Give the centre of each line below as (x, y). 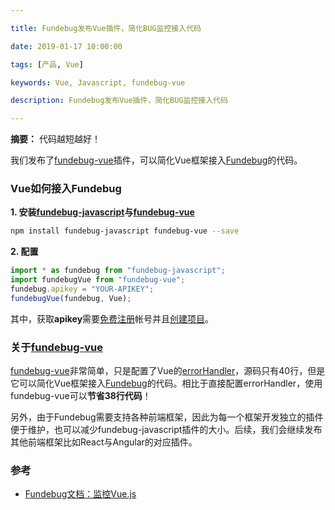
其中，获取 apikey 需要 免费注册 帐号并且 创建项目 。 (112, 318)
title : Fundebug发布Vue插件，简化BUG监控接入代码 (106, 28)
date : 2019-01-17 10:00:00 (66, 46)
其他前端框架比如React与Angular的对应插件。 (104, 442)
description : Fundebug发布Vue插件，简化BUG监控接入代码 (119, 101)
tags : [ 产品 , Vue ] (47, 64)
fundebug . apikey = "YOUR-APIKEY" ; (82, 289)
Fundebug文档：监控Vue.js (80, 494)
